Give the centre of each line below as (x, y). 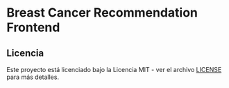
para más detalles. (33, 77)
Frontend (33, 27)
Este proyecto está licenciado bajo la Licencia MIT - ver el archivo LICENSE (114, 70)
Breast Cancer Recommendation (102, 13)
